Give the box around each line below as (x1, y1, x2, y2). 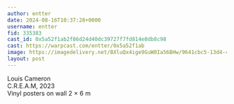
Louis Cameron (7, 74, 51, 83)
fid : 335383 (7, 29, 42, 37)
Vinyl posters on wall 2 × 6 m (7, 89, 91, 97)
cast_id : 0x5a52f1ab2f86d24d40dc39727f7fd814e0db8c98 (7, 36, 167, 43)
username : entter (7, 23, 58, 30)
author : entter (7, 10, 52, 17)
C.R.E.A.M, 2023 (7, 81, 55, 90)
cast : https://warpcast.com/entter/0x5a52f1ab (7, 42, 145, 49)
